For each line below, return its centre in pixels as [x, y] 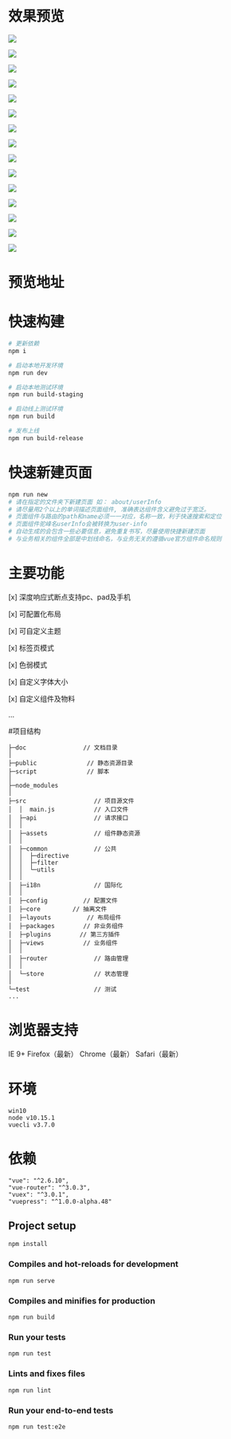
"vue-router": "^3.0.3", [49, 1187]
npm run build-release [46, 438]
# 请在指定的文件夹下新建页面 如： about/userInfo [85, 502]
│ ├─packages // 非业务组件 [66, 926]
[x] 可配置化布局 [35, 614]
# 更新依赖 [24, 344]
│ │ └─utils [32, 870]
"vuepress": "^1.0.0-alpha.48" [60, 1201]
